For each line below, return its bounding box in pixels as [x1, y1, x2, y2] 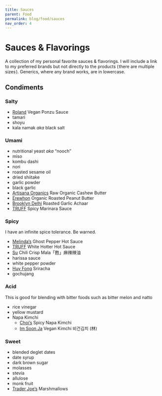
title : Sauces [5, 7, 34, 12]
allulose [12, 375, 28, 381]
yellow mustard [12, 309, 43, 315]
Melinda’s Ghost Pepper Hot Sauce [12, 239, 83, 244]
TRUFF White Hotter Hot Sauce [12, 244, 76, 250]
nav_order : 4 [5, 21, 32, 26]
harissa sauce [12, 255, 41, 261]
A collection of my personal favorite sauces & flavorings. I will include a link [5, 59, 158, 64]
